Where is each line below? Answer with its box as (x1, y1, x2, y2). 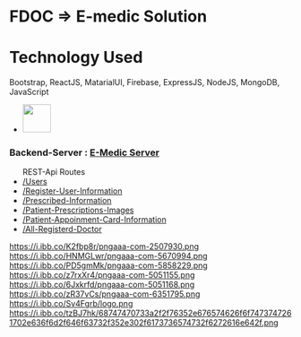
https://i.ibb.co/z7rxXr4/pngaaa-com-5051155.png (9, 270, 195, 281)
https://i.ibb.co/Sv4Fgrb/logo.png (9, 298, 133, 309)
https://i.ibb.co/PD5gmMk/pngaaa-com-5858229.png (9, 260, 208, 271)
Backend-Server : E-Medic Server (9, 146, 159, 159)
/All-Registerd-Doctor (21, 224, 102, 235)
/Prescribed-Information (21, 195, 112, 206)
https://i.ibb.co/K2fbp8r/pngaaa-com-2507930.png (9, 241, 200, 252)
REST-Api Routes (21, 167, 86, 177)
